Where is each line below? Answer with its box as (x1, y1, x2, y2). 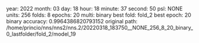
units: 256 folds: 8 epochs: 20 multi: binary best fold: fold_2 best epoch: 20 (6, 11, 191, 19)
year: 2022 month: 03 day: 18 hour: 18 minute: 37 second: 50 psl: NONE (6, 5, 183, 12)
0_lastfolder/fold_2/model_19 (6, 30, 76, 38)
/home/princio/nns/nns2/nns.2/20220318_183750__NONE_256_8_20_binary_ (6, 24, 193, 31)
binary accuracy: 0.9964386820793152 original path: (6, 18, 138, 24)
